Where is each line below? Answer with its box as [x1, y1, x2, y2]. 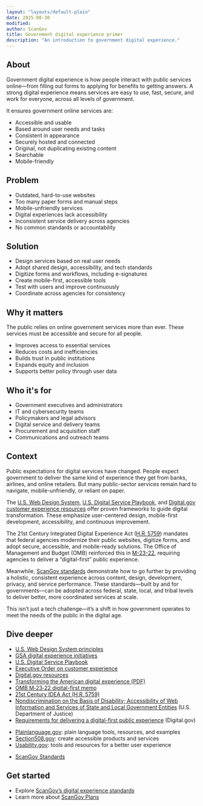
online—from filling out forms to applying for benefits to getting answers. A [6, 82, 193, 89]
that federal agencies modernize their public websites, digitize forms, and [6, 536, 190, 543]
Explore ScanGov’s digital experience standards [15, 787, 135, 794]
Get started [6, 771, 50, 781]
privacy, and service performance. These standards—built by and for [6, 580, 179, 588]
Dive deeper [6, 629, 53, 639]
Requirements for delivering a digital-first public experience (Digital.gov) [15, 716, 196, 724]
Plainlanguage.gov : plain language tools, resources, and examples [15, 728, 181, 735]
